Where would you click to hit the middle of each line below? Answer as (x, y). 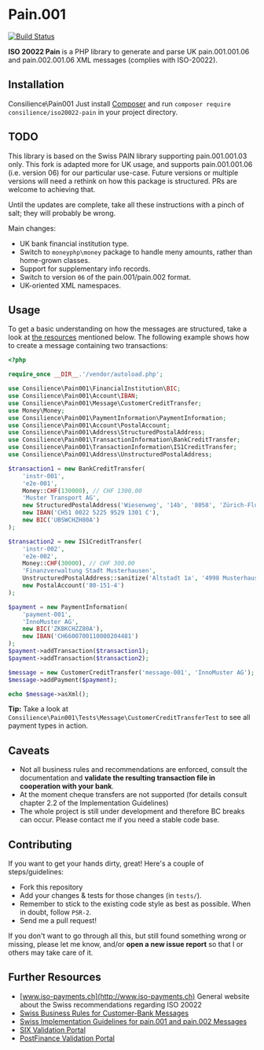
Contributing (40, 844)
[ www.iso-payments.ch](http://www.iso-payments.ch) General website (134, 996)
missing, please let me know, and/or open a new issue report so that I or (126, 944)
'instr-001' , (44, 476)
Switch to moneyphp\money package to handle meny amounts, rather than (136, 252)
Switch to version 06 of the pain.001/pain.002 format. (105, 276)
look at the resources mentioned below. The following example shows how (129, 337)
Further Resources (55, 977)
